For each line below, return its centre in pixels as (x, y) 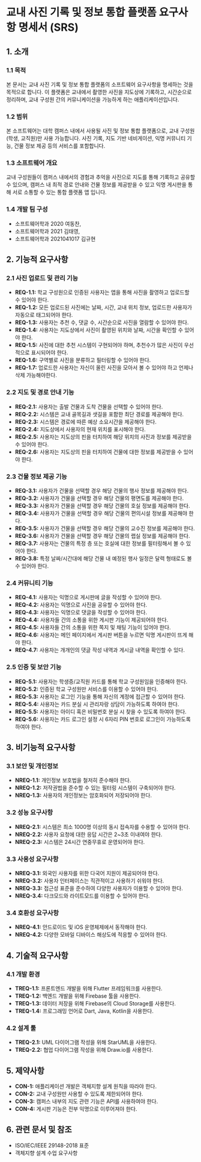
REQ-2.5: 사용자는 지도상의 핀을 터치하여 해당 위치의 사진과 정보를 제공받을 (103, 437)
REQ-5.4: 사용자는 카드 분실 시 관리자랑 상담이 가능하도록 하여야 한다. (97, 704)
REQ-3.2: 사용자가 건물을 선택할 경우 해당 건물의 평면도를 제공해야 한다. (99, 498)
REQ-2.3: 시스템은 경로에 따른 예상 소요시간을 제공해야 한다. (86, 422)
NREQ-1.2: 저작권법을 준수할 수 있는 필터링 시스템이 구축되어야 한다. (95, 788)
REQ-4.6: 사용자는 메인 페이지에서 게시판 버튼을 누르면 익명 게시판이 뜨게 (101, 635)
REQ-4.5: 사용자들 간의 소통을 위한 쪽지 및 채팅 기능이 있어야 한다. (93, 628)
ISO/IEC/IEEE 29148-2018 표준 (52, 1145)
